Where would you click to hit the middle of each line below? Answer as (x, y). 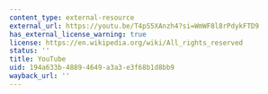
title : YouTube (38, 59)
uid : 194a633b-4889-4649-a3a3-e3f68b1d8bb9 (92, 68)
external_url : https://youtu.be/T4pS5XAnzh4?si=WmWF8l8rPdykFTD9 (134, 26)
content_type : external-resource (72, 17)
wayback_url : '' (40, 76)
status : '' (30, 51)
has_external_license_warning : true (78, 34)
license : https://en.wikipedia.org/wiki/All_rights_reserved (126, 43)
